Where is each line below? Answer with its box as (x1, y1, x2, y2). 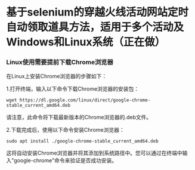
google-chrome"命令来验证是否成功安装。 (14, 157, 117, 164)
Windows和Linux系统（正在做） (6, 35, 166, 49)
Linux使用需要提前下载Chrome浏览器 (6, 58, 113, 66)
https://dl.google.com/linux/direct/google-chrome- (19, 97, 151, 103)
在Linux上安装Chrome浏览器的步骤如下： (6, 73, 107, 80)
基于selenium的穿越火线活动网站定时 (6, 5, 189, 19)
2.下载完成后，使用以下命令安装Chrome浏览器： (6, 126, 125, 134)
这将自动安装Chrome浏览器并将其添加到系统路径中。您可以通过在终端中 (6, 150, 183, 157)
